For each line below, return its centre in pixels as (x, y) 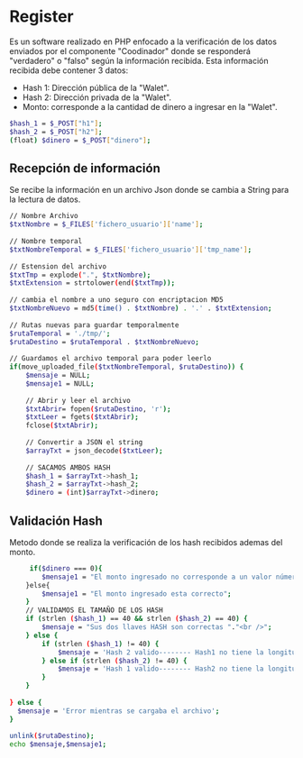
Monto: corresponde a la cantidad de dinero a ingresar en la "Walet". (150, 106)
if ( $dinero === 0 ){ (66, 568)
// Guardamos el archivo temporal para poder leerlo (110, 359)
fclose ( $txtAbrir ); (62, 425)
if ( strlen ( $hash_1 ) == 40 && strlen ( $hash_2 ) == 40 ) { (137, 619)
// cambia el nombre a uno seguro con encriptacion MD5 (116, 300)
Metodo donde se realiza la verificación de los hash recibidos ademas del (146, 542)
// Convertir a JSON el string (84, 443)
